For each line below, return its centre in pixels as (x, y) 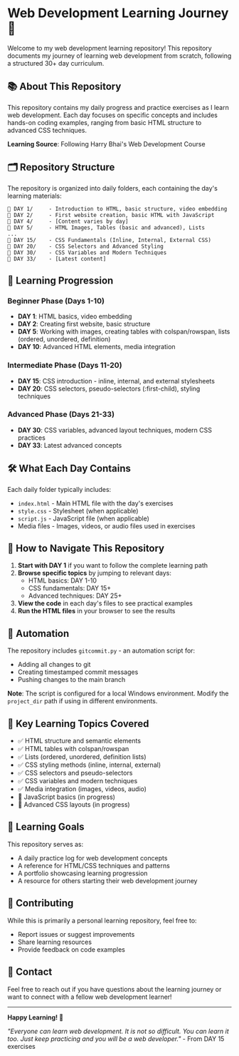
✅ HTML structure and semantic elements (79, 741)
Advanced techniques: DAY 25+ (75, 596)
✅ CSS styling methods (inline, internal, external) (89, 765)
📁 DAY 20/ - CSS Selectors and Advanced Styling (85, 246)
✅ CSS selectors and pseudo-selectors (75, 773)
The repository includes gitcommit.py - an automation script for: (101, 650)
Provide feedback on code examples (71, 949)
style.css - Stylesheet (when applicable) (78, 511)
